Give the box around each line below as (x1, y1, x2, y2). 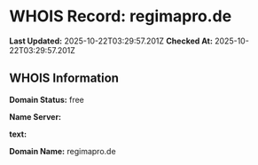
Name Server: (9, 111, 62, 122)
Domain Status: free (9, 94, 84, 105)
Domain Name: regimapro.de (9, 145, 117, 156)
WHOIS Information (9, 71, 120, 86)
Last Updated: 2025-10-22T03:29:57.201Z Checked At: (9, 35, 213, 46)
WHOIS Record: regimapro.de (9, 6, 232, 27)
